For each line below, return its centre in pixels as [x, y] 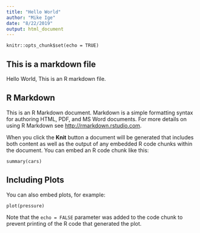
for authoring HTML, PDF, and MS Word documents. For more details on [97, 119]
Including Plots [35, 180]
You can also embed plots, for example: [56, 195]
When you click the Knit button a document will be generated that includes [100, 137]
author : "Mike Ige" [31, 18]
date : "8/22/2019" [29, 23]
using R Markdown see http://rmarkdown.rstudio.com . [74, 125]
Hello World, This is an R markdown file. [56, 79]
